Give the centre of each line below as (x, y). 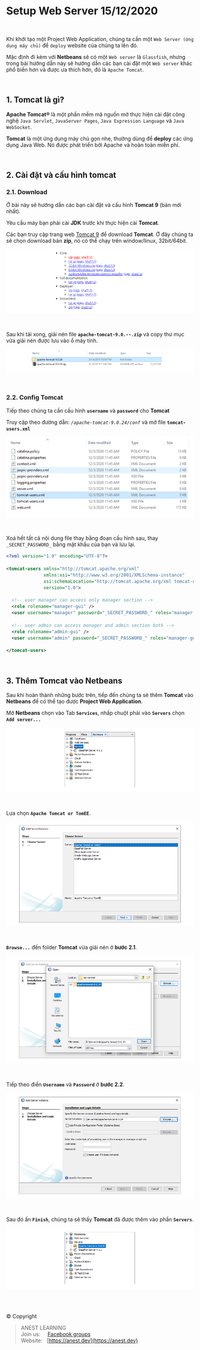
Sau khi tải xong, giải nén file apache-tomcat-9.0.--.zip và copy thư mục (95, 335)
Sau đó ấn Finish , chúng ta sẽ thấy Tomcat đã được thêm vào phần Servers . (100, 1219)
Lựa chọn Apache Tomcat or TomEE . (49, 813)
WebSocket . (19, 127)
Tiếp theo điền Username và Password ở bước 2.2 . (65, 1084)
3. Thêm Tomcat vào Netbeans (64, 681)
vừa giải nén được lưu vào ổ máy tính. (52, 340)
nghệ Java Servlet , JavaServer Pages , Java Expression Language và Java (95, 120)
